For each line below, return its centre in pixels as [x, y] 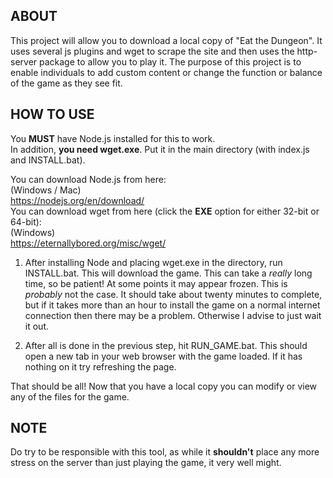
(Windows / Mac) [46, 190]
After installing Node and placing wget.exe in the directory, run [153, 262]
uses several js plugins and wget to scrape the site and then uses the [152, 51]
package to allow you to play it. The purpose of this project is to [170, 61]
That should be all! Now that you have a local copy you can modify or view [164, 386]
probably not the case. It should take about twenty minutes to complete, [173, 294]
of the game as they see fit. [66, 83]
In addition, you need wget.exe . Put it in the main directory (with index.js [160, 149]
